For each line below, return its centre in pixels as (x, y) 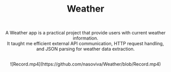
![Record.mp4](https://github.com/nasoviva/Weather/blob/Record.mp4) (85, 64)
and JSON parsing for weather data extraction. (85, 49)
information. (85, 38)
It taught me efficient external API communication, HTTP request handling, (85, 43)
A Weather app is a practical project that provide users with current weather (85, 32)
